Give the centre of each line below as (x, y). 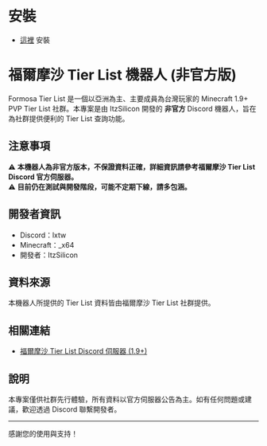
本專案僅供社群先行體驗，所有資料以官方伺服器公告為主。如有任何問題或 (126, 399)
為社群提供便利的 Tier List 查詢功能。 (69, 118)
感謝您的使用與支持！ (43, 433)
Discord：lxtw (43, 235)
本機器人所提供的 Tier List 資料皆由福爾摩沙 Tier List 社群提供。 (112, 303)
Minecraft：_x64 (47, 245)
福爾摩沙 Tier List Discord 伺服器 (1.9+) (83, 351)
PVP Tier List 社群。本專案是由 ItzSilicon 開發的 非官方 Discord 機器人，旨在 (132, 108)
